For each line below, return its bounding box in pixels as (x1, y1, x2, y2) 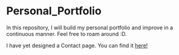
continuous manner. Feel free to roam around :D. (6, 30, 127, 37)
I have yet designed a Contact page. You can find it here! (6, 42, 148, 49)
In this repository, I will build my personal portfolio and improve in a (6, 24, 174, 31)
